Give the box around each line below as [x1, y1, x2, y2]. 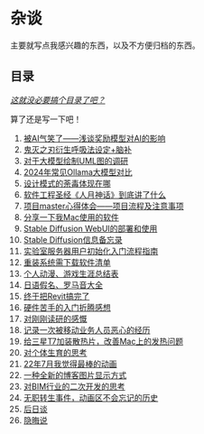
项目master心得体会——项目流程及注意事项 [23, 200, 184, 211]
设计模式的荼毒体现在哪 [23, 178, 111, 189]
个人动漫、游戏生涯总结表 [23, 268, 119, 279]
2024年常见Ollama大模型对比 [23, 166, 134, 177]
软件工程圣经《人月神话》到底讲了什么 [23, 189, 166, 199]
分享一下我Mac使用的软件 [23, 211, 120, 222]
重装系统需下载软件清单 [23, 256, 111, 267]
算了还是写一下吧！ [10, 114, 82, 125]
